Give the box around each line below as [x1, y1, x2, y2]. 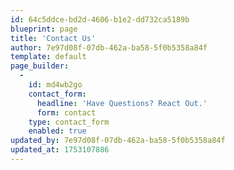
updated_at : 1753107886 [10, 145, 110, 155]
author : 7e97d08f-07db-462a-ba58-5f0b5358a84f [10, 42, 208, 53]
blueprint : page [10, 24, 78, 34]
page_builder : [10, 61, 70, 71]
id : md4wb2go [28, 80, 83, 90]
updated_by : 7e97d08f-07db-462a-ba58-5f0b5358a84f [10, 136, 226, 146]
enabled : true [28, 126, 87, 136]
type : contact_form [28, 117, 110, 127]
